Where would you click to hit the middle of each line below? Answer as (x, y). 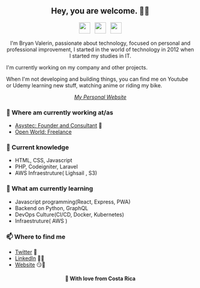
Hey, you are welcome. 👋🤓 (100, 11)
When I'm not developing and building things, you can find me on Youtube (97, 79)
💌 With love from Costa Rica (100, 278)
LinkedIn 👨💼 (30, 258)
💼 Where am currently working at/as (60, 113)
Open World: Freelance (43, 132)
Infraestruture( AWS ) (41, 221)
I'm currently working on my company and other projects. (77, 67)
